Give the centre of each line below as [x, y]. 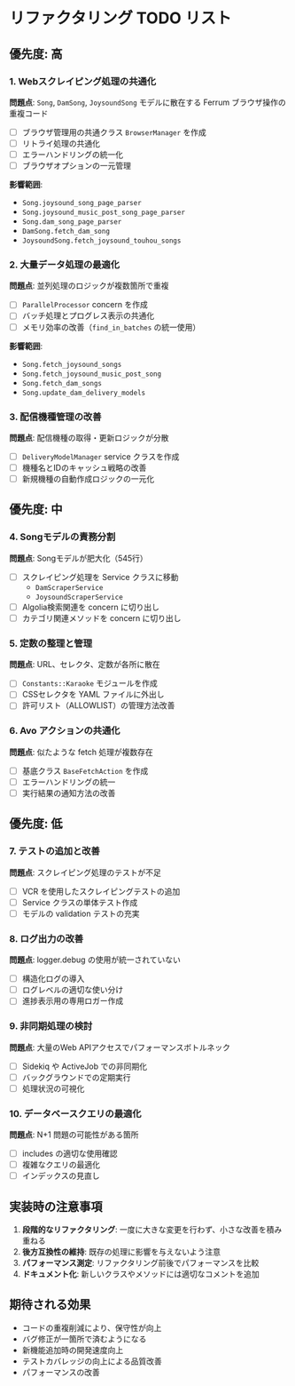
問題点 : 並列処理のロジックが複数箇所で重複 [89, 286]
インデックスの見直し [61, 1176]
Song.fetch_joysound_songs [72, 364]
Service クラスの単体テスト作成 [80, 902]
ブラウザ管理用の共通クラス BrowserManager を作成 [114, 132]
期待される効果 [50, 1305]
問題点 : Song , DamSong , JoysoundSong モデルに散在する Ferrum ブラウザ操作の [147, 102]
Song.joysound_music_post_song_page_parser [104, 213]
